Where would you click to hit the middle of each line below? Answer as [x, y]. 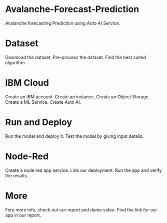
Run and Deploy [39, 122]
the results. [17, 175]
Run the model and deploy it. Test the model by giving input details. [74, 136]
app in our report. [23, 215]
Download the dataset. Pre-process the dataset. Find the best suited [76, 57]
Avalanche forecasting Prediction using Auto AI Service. [63, 23]
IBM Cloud [27, 83]
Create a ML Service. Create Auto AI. [43, 102]
